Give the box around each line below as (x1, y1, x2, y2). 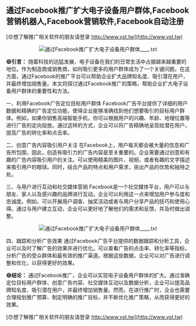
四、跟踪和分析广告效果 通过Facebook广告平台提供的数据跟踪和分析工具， (6, 237, 185, 244)
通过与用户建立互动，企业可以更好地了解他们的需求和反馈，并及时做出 (16, 205, 185, 212)
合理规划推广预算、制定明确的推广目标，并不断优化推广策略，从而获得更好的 (6, 293, 190, 300)
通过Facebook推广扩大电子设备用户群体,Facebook (6, 5, 190, 16)
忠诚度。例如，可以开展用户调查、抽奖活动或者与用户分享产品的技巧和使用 (6, 198, 185, 205)
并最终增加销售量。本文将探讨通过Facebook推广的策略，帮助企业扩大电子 (6, 80, 183, 87)
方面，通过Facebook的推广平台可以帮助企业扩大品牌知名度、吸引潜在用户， (6, 73, 188, 80)
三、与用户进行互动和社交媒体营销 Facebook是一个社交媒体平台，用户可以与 (6, 183, 190, 190)
